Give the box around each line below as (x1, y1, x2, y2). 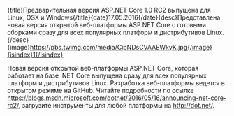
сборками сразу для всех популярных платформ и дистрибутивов (7, 28, 205, 36)
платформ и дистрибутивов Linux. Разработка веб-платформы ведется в (7, 79, 225, 87)
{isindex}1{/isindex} (7, 50, 64, 59)
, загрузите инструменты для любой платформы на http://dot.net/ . (18, 101, 215, 109)
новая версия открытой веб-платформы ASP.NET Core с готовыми (7, 21, 207, 29)
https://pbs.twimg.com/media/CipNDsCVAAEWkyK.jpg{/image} (30, 43, 213, 51)
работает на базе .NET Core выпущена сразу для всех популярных (7, 71, 207, 80)
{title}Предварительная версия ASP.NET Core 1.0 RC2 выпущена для (7, 6, 211, 14)
